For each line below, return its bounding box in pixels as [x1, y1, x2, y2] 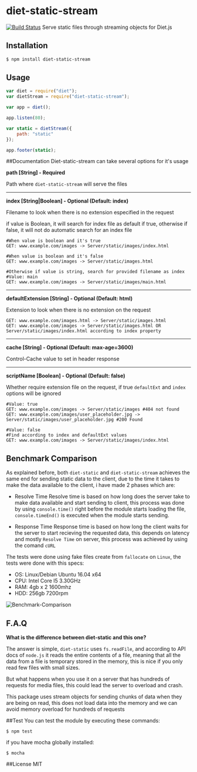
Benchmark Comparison [6, 453, 97, 463]
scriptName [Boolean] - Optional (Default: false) [6, 372, 125, 379]
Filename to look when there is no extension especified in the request [6, 209, 174, 216]
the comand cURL [14, 542, 56, 549]
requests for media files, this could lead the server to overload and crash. [6, 682, 184, 689]
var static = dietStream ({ [6, 125, 72, 131]
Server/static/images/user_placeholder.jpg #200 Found [6, 417, 143, 423]
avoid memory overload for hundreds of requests [6, 705, 125, 713]
